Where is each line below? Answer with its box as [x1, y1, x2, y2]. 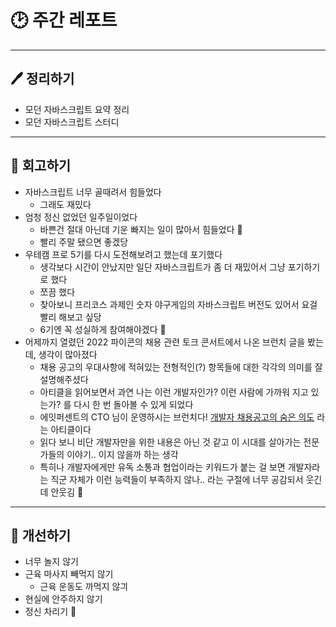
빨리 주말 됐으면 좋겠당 [39, 236, 129, 248]
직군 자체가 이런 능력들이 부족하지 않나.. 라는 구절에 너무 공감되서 [50, 473, 304, 485]
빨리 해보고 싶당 [39, 311, 102, 323]
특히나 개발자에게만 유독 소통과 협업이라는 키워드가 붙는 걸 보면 [39, 461, 286, 473]
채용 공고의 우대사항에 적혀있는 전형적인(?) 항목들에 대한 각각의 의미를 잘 [39, 361, 323, 373]
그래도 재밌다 [39, 198, 92, 210]
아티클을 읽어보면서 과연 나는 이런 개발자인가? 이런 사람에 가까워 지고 [39, 386, 309, 398]
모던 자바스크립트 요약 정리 [24, 103, 130, 115]
